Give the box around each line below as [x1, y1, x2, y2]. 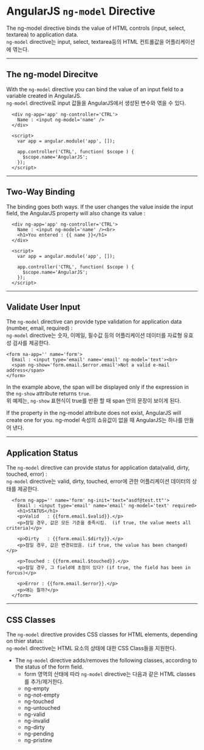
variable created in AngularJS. [6, 92, 82, 99]
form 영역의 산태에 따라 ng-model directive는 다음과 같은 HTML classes [24, 670, 196, 678]
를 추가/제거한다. [24, 678, 64, 685]
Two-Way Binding [6, 187, 75, 197]
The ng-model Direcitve [6, 69, 98, 80]
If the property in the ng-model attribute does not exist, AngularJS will [6, 409, 182, 417]
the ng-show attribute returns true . [6, 390, 91, 397]
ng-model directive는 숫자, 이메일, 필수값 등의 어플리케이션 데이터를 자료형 [6, 332, 182, 339]
